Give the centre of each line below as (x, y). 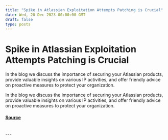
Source (13, 117)
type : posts (18, 24)
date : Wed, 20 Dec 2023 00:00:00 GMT (45, 15)
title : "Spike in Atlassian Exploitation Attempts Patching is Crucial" (84, 10)
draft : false (19, 19)
